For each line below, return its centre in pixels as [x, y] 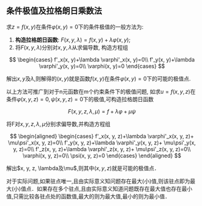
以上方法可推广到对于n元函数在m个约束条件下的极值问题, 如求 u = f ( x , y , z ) [98, 91]
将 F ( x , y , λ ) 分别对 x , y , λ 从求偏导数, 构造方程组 [72, 47]
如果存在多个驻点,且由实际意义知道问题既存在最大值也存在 [109, 188]
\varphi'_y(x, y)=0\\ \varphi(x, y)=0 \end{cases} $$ [102, 66]
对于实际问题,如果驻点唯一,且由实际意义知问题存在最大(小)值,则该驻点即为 [98, 181]
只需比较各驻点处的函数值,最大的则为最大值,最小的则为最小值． [92, 196]
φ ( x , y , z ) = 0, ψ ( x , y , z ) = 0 [50, 99]
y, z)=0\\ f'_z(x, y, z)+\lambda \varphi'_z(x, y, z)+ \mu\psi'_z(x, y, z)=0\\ [102, 149]
